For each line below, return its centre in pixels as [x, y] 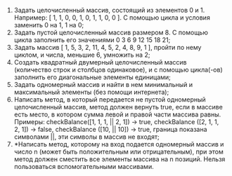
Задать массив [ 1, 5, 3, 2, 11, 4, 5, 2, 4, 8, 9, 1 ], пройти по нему [108, 47]
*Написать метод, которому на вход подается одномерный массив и [119, 144]
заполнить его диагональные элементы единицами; [92, 77]
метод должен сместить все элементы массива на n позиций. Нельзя [120, 159]
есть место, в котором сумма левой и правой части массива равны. [117, 114]
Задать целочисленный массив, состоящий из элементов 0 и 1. [109, 10]
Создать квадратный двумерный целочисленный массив [100, 62]
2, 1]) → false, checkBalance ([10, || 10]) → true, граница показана [110, 129]
